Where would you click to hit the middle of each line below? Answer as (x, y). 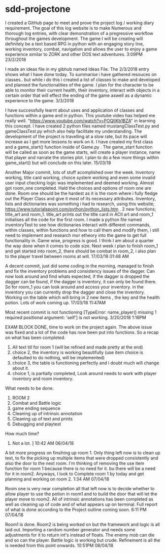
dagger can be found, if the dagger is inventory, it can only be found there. (81, 281)
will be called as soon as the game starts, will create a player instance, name (83, 152)
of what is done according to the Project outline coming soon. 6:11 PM (76, 510)
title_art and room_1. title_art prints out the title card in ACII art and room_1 (79, 214)
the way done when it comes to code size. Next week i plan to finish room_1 (82, 246)
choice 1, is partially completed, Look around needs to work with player (84, 373)
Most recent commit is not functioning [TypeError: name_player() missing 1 (81, 312)
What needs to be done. (30, 388)
